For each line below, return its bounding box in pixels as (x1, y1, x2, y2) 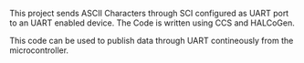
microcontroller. (9, 45, 69, 56)
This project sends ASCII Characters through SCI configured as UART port (9, 8, 289, 18)
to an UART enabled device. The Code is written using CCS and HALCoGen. (9, 17, 295, 28)
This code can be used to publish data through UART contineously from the (9, 36, 294, 46)
